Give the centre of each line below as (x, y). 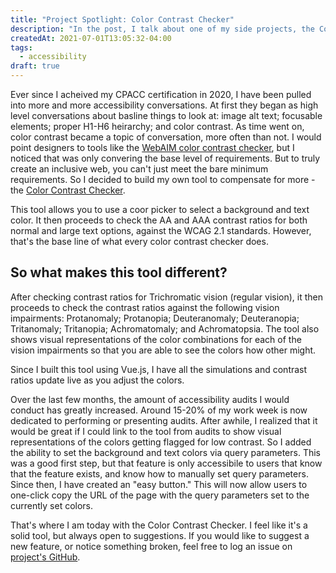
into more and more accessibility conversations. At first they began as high (164, 105)
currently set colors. (52, 505)
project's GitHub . (45, 557)
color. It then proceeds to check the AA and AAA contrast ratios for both (159, 220)
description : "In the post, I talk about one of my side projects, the (162, 29)
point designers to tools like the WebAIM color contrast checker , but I (152, 147)
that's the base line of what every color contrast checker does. (139, 241)
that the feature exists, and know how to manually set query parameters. (159, 473)
